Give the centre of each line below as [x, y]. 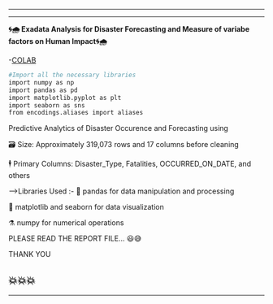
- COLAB [22, 60]
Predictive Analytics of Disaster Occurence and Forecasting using [119, 128]
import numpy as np [41, 82]
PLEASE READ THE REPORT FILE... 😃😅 [75, 239]
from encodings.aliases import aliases [76, 113]
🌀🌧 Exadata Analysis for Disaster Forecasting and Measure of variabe [129, 29]
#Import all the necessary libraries [72, 75]
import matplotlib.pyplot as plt [65, 98]
